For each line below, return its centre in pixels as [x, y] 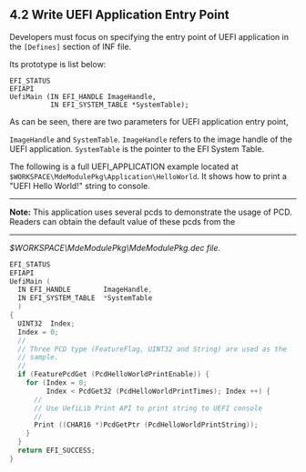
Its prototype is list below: [58, 64]
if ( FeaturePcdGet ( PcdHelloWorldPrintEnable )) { [113, 375]
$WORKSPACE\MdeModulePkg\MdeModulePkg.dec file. [115, 247]
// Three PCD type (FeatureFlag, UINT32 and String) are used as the [152, 349]
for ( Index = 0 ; [57, 383]
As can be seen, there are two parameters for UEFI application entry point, [149, 121]
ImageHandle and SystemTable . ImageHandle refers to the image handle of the [151, 139]
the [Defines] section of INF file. [71, 46]
